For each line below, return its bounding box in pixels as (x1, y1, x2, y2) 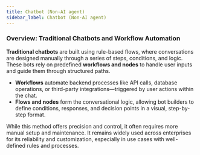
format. (27, 111, 46, 118)
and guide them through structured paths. (6, 67, 111, 74)
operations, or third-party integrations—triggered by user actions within (15, 85, 194, 92)
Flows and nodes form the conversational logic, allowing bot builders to (15, 98, 195, 106)
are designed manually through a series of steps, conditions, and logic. (6, 54, 183, 62)
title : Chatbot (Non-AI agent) (6, 8, 85, 15)
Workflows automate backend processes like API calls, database (15, 79, 178, 86)
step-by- (168, 104, 190, 112)
